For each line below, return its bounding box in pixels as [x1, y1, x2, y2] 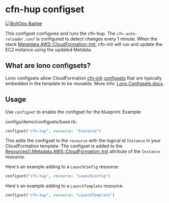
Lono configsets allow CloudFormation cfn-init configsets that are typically [5, 75, 162, 81]
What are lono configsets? [5, 61, 91, 70]
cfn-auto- [116, 31, 137, 36]
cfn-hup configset [5, 4, 84, 15]
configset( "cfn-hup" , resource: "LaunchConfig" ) [5, 173, 110, 179]
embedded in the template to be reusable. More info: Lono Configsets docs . [5, 80, 164, 86]
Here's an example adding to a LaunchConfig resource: [5, 164, 119, 170]
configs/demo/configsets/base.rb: [5, 118, 77, 124]
